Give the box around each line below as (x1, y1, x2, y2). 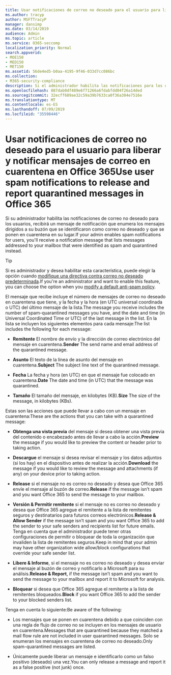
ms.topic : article (5, 36, 44, 41)
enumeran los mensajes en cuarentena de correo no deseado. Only (12, 638, 153, 644)
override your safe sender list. (12, 550, 76, 556)
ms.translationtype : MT (5, 97, 56, 102)
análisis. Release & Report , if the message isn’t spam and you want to (12, 571, 158, 577)
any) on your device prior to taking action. (12, 470, 101, 476)
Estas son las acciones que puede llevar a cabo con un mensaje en (5, 408, 146, 414)
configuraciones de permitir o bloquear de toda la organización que (12, 533, 155, 540)
